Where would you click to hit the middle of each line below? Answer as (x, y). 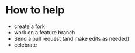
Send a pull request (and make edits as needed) (72, 38)
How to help (35, 10)
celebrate (25, 45)
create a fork (29, 26)
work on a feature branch (44, 32)
